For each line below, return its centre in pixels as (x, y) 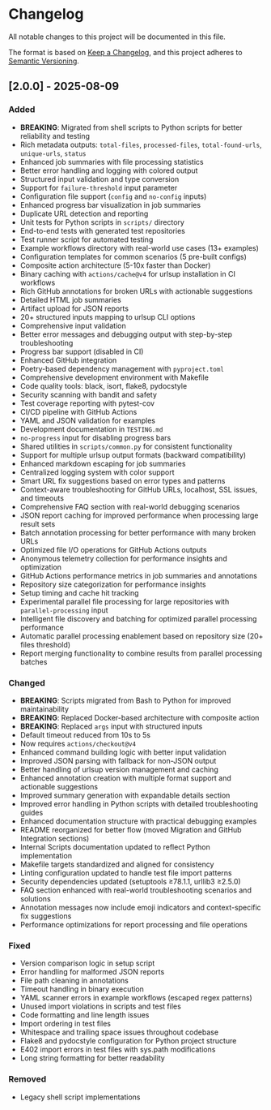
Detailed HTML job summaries (70, 299)
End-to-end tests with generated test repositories (103, 230)
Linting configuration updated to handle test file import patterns (126, 872)
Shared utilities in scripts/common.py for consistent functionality (126, 446)
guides (32, 812)
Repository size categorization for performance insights (113, 584)
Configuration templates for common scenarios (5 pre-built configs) (133, 256)
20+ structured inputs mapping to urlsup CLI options (108, 316)
